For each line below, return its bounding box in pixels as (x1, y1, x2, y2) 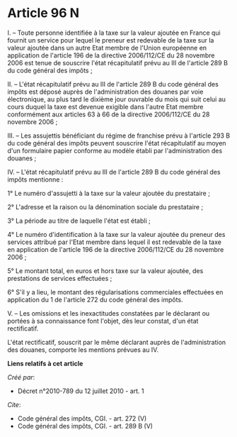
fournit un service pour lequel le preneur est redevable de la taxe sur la (7, 35, 214, 44)
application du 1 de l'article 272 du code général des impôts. (7, 295, 183, 304)
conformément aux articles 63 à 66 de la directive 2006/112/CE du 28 (7, 110, 210, 118)
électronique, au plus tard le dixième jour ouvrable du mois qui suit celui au (7, 94, 226, 104)
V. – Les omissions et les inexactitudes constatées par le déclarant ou (7, 309, 210, 317)
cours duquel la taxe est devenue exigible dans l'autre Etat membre (7, 102, 204, 111)
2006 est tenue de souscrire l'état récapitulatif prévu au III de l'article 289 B (7, 58, 229, 67)
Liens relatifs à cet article (7, 359, 83, 367)
